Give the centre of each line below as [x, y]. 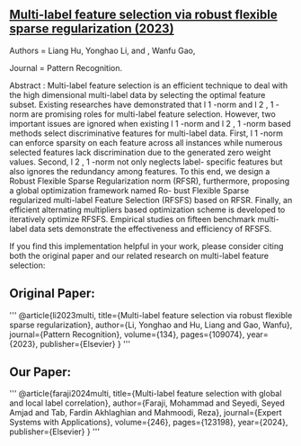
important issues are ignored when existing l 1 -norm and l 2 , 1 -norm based [150, 123]
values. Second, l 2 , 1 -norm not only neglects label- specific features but [146, 162]
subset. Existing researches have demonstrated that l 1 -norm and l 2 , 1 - [145, 104]
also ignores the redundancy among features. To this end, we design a [140, 171]
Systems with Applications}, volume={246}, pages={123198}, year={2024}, [149, 423]
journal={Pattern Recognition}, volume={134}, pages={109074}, [127, 334]
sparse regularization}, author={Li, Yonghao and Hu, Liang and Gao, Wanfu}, [151, 325]
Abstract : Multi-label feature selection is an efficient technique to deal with [149, 85]
